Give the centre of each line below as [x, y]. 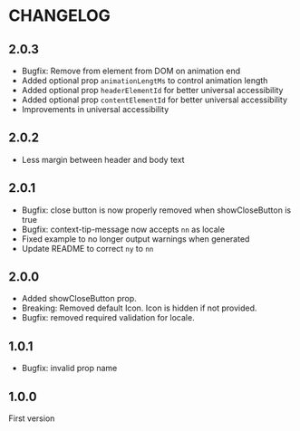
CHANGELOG [59, 16]
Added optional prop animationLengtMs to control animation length [145, 81]
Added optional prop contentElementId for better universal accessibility [154, 100]
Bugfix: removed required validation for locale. [108, 318]
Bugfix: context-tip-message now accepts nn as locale [123, 229]
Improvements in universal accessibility [95, 109]
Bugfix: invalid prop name [69, 369]
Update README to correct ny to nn [87, 248]
